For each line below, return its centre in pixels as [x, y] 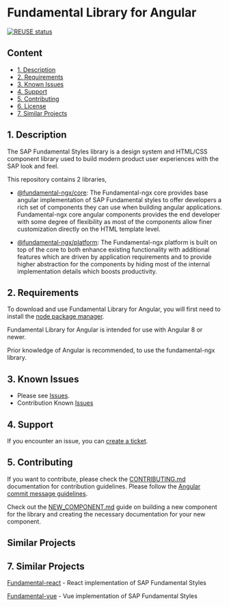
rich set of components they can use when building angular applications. [119, 207]
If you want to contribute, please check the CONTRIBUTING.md [96, 479]
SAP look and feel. [33, 166]
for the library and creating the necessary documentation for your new [106, 514]
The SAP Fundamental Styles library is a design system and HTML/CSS [107, 151]
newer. [16, 337]
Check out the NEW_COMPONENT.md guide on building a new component [112, 507]
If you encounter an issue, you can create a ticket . [78, 441]
